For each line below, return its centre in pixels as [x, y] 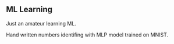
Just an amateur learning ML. [41, 23]
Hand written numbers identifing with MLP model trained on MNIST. [87, 35]
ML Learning [29, 10]
